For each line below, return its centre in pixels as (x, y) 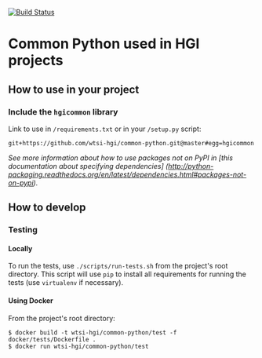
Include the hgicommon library (63, 111)
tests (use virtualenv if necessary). (66, 283)
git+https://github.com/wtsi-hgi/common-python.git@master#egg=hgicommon (131, 143)
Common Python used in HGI (104, 44)
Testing (23, 230)
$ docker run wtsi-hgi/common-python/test (78, 346)
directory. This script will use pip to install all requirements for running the (127, 274)
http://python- (191, 166)
